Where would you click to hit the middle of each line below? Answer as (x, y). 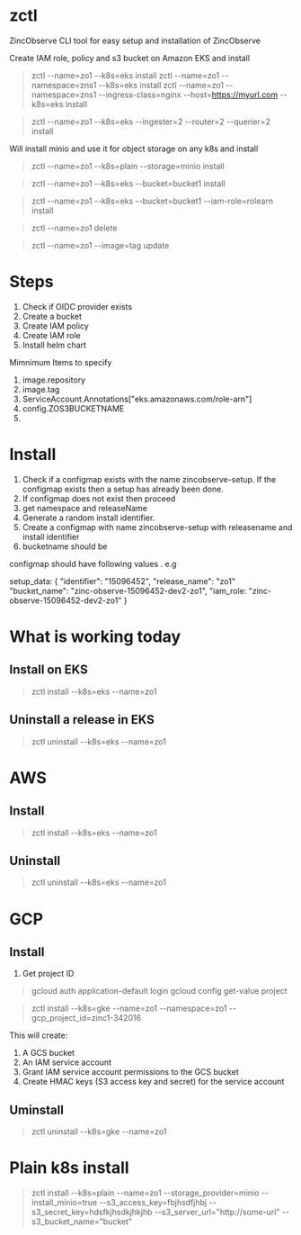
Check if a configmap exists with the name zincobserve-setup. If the (149, 479)
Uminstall (37, 1109)
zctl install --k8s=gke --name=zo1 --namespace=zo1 (129, 1008)
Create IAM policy (56, 326)
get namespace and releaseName (85, 508)
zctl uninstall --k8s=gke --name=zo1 (99, 1131)
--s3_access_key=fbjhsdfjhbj (153, 1203)
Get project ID (48, 974)
